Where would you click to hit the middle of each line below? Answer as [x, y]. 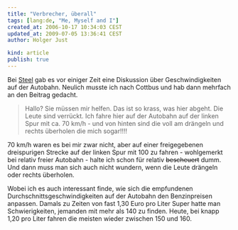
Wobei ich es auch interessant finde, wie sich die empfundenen [100, 188]
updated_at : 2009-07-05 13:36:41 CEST [65, 34]
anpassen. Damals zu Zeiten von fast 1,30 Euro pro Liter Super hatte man [114, 203]
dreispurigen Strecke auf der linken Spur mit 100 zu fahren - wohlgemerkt [115, 152]
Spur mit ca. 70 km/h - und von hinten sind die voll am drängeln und [124, 123]
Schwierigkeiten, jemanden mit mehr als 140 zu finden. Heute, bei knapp [113, 211]
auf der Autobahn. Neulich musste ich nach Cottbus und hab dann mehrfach [119, 87]
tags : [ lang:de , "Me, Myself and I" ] [63, 21]
